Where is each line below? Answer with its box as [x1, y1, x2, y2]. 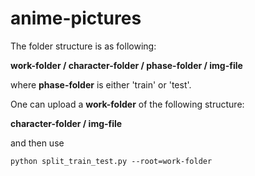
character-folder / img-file [10, 117, 123, 129]
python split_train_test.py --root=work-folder [10, 156, 213, 166]
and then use [10, 137, 65, 149]
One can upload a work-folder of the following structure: [10, 98, 245, 110]
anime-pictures [10, 7, 142, 30]
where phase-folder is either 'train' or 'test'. [10, 78, 192, 91]
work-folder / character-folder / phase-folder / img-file [10, 59, 243, 71]
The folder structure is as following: [10, 40, 157, 52]
